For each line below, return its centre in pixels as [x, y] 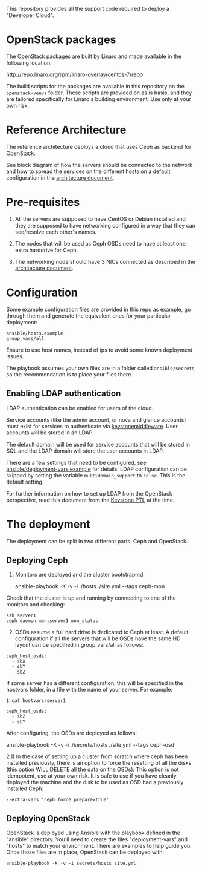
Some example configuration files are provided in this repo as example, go [99, 309]
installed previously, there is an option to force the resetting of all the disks [99, 763]
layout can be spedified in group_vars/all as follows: [79, 645]
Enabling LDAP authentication [64, 394]
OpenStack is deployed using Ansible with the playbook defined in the [93, 833]
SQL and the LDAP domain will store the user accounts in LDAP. [85, 451]
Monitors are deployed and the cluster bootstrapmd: [80, 575]
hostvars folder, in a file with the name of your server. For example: [90, 690]
